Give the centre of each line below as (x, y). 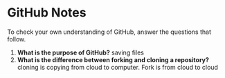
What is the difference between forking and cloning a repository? (113, 59)
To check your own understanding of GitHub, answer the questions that (109, 32)
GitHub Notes (47, 13)
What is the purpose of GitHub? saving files (80, 52)
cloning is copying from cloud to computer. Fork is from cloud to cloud (117, 67)
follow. (17, 39)
